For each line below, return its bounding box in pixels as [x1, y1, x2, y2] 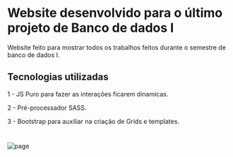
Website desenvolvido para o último [7, 5, 223, 21]
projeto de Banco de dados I [7, 20, 174, 36]
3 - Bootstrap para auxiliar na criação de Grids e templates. [7, 117, 180, 125]
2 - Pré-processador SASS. [7, 103, 87, 112]
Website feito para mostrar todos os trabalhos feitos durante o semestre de [7, 43, 226, 51]
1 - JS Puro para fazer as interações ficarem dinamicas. [7, 89, 169, 98]
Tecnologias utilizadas [7, 71, 109, 83]
